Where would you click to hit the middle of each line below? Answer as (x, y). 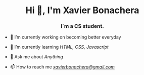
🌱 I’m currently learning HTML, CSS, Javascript (59, 47)
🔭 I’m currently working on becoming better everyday (65, 37)
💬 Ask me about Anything (36, 57)
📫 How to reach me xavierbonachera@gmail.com (62, 67)
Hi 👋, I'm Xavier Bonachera (82, 10)
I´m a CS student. (82, 26)
